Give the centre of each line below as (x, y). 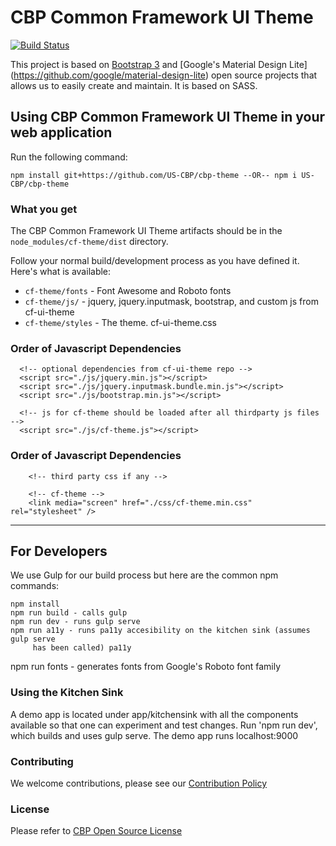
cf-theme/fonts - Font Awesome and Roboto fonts (128, 291)
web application (61, 132)
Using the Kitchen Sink (67, 693)
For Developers (59, 551)
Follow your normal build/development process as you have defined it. (155, 261)
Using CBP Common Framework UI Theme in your (168, 117)
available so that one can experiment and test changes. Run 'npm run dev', (164, 725)
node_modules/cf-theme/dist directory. (89, 242)
